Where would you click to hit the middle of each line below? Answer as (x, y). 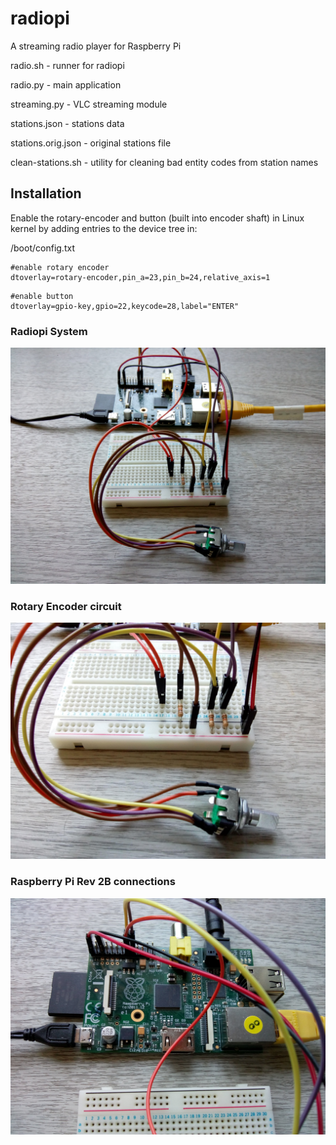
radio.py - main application (66, 84)
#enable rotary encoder (60, 267)
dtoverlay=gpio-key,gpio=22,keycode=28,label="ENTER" (125, 306)
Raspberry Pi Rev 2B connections (93, 882)
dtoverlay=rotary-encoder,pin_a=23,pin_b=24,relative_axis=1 (140, 277)
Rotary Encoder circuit (66, 606)
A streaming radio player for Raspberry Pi (96, 46)
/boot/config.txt (42, 248)
